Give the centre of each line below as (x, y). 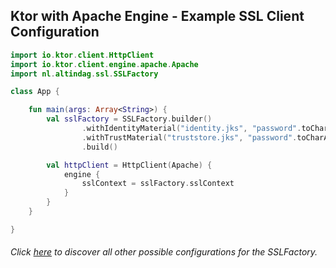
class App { (35, 92)
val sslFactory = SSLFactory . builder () (129, 119)
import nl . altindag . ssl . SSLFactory (84, 74)
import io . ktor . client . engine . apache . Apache (104, 64)
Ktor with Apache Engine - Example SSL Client (157, 16)
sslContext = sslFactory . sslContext (158, 184)
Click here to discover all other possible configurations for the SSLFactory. (164, 252)
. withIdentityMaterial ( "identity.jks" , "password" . (191, 129)
